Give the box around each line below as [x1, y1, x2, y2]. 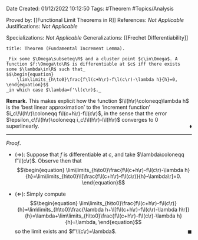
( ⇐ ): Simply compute [14, 190, 66, 197]
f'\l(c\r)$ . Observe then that [14, 157, 82, 164]
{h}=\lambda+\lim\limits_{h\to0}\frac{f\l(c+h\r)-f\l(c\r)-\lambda [24, 212, 176, 219]
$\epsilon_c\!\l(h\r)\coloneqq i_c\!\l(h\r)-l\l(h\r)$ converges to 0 [6, 116, 159, 123]
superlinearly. [6, 122, 39, 129]
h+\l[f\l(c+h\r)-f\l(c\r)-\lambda [105, 206, 178, 213]
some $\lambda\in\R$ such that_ [6, 66, 85, 72]
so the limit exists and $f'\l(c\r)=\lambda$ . [14, 228, 117, 235]
